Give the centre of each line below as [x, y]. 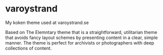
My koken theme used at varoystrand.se [47, 22]
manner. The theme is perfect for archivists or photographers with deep [80, 42]
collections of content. [29, 48]
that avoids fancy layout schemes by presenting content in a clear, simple [82, 37]
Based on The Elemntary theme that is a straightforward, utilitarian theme [81, 32]
